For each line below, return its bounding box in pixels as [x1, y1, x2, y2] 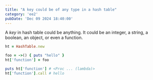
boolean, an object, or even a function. [5, 35, 83, 40]
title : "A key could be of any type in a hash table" [5, 7, 117, 12]
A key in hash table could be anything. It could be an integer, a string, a [5, 30, 148, 36]
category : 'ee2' [5, 12, 38, 17]
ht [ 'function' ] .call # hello [5, 71, 65, 76]
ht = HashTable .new [5, 44, 45, 49]
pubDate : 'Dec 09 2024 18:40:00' [5, 16, 73, 21]
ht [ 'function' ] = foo [5, 58, 49, 62]
